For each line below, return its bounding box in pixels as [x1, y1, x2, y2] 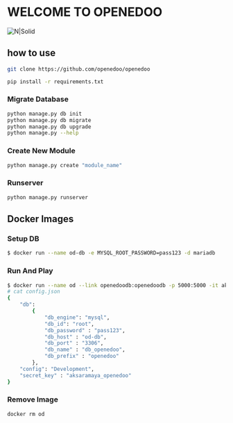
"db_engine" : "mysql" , [44, 313, 110, 321]
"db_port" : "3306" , [44, 340, 104, 347]
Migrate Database [7, 94, 69, 104]
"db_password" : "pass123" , [44, 327, 126, 334]
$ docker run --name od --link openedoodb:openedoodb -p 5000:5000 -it [7, 282, 218, 288]
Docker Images [7, 213, 74, 225]
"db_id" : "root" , [44, 320, 95, 327]
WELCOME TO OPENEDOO [7, 4, 163, 20]
